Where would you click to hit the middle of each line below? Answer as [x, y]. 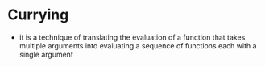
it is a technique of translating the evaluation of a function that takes [132, 37]
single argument [46, 54]
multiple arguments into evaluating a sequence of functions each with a [138, 45]
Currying [38, 15]
